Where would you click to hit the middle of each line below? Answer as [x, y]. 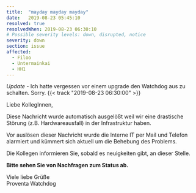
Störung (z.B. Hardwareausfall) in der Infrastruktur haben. [79, 123]
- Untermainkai [31, 63]
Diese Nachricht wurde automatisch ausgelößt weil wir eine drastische [95, 116]
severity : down [26, 40]
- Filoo [22, 58]
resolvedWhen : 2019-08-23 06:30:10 [52, 29]
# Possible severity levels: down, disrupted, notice [76, 35]
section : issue [26, 47]
